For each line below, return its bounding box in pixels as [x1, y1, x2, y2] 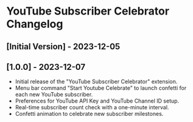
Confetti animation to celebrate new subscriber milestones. [15, 110, 164, 118]
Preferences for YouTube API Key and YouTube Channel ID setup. [15, 97, 180, 104]
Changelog [6, 17, 63, 31]
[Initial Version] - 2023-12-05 [6, 41, 121, 52]
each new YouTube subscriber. [15, 91, 93, 98]
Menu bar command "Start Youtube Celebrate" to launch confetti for [15, 84, 187, 92]
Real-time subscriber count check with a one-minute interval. [15, 104, 169, 111]
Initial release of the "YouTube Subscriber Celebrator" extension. [15, 78, 178, 86]
